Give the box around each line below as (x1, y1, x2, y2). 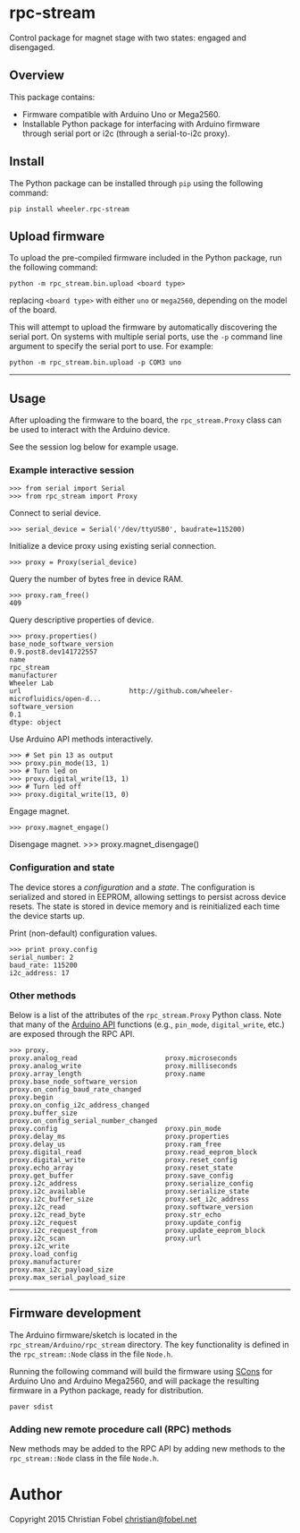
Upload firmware (9, 228, 105, 244)
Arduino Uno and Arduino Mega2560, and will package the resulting (9, 1375, 260, 1386)
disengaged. (9, 41, 55, 52)
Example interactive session (9, 464, 135, 476)
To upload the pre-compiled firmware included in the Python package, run (9, 253, 283, 263)
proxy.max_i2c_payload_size (9, 1265, 114, 1274)
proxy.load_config (9, 1250, 78, 1259)
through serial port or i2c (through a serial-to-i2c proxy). (21, 128, 230, 139)
